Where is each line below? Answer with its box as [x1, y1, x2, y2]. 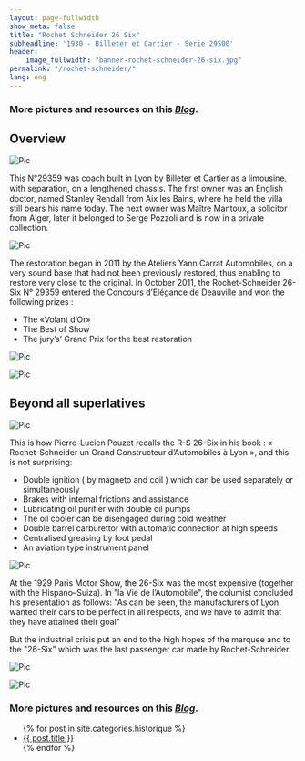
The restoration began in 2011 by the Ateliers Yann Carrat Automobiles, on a [9, 257, 293, 269]
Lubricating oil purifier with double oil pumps [22, 504, 191, 515]
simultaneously [22, 485, 80, 495]
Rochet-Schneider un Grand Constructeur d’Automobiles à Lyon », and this [9, 447, 290, 458]
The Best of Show [22, 324, 90, 335]
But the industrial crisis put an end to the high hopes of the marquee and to [9, 634, 291, 645]
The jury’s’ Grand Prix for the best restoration [22, 334, 193, 345]
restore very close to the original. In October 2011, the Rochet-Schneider [9, 277, 280, 288]
